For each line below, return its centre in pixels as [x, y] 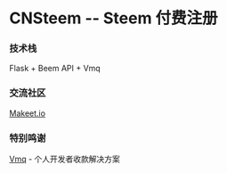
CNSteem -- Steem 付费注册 [113, 18]
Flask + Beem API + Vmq [55, 69]
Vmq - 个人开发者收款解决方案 [65, 159]
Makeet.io [28, 113]
